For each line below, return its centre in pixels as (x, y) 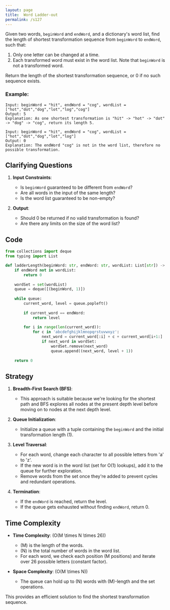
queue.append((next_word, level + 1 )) (92, 351)
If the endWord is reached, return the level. (64, 502)
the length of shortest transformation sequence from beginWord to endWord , (83, 39)
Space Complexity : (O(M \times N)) (50, 572)
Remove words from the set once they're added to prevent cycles (89, 477)
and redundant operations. (48, 482)
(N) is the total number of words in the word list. (70, 551)
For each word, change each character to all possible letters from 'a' (92, 455)
